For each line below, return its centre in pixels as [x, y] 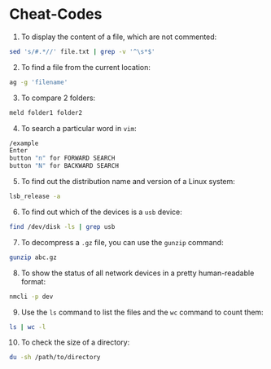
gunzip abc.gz [33, 257]
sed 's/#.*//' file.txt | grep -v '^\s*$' [82, 51]
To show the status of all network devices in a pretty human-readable [138, 273]
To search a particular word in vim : [79, 128]
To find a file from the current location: [86, 67]
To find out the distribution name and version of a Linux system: [128, 182]
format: [33, 281]
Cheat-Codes [56, 14]
